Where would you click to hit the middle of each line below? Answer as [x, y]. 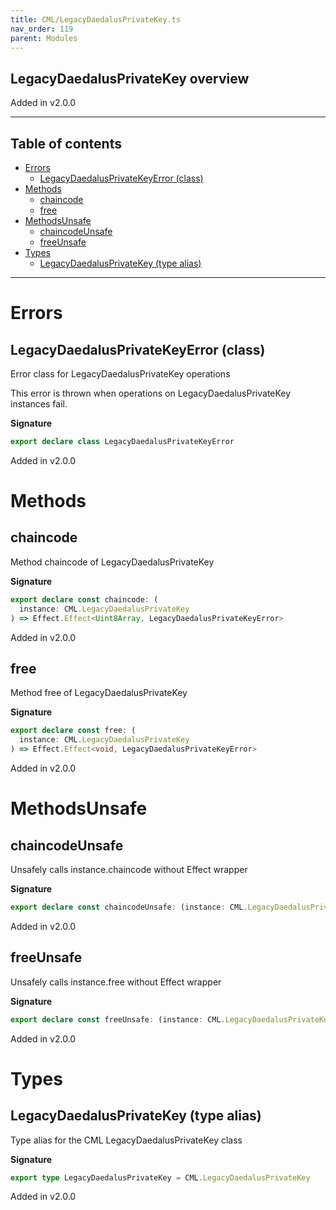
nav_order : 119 [42, 29]
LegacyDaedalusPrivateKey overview [130, 78]
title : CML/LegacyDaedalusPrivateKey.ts [96, 19]
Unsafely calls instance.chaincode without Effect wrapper [129, 869]
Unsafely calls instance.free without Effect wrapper [116, 982]
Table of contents [66, 143]
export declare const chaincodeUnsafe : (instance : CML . [129, 907]
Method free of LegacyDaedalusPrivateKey [99, 693]
